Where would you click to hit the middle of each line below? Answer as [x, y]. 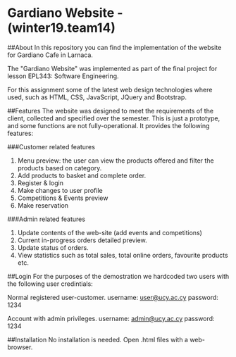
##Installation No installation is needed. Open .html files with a [98, 339]
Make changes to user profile [60, 190]
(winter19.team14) [62, 28]
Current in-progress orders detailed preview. [82, 240]
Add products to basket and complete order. [82, 175]
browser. [20, 347]
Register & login [40, 183]
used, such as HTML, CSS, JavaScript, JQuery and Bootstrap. [97, 97]
